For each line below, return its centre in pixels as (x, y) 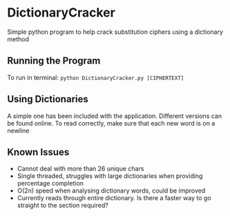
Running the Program (54, 61)
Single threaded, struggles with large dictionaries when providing (110, 176)
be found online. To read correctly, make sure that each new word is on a (111, 123)
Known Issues (38, 152)
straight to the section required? (63, 206)
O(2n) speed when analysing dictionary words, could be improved (111, 190)
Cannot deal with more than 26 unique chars (80, 169)
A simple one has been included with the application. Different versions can (115, 116)
